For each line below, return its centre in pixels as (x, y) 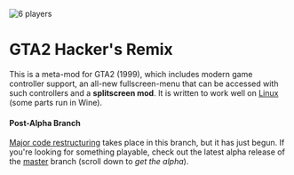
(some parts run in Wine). (56, 102)
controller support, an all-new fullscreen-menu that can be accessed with (144, 84)
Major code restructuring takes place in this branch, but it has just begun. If (147, 143)
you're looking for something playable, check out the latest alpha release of (147, 152)
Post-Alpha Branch (45, 123)
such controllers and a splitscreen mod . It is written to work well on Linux (144, 92)
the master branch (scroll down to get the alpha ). (99, 162)
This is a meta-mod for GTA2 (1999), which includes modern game (131, 74)
